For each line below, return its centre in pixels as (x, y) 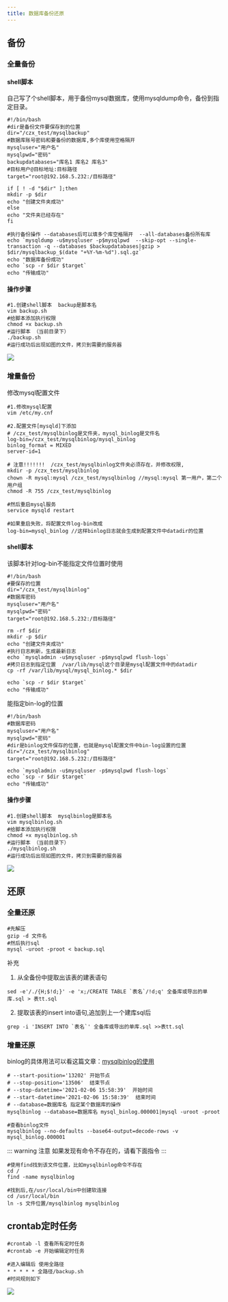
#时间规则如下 (24, 1279)
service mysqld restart (41, 510)
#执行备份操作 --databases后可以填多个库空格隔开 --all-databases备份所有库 (109, 235)
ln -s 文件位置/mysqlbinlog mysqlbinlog (63, 1204)
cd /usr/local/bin (33, 1197)
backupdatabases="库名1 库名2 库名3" (57, 162)
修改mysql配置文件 (33, 392)
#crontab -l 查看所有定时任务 (46, 1244)
